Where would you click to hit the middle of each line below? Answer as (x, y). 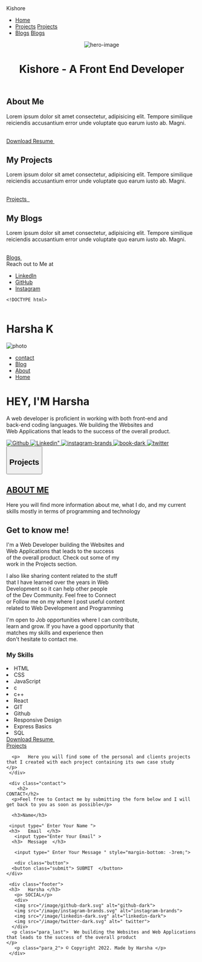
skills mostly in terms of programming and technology (73, 511)
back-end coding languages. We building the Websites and (80, 425)
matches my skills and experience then (55, 633)
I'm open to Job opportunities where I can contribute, (73, 620)
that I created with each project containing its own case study (90, 762)
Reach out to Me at (30, 264)
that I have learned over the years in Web (57, 582)
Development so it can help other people (57, 589)
